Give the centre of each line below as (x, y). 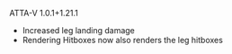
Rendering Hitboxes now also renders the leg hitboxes (122, 40)
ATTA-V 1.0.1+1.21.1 (44, 13)
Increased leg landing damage (78, 30)
